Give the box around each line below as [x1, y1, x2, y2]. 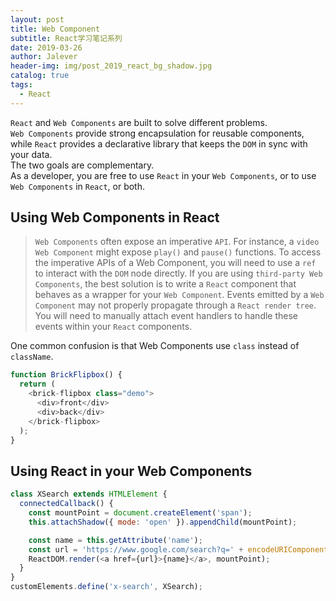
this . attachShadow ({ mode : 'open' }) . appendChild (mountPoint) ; [28, 517, 298, 527]
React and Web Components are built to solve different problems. [10, 116, 268, 128]
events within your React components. [34, 321, 193, 333]
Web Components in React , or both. [10, 180, 146, 192]
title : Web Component [10, 24, 101, 34]
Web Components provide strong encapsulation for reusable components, [10, 127, 305, 139]
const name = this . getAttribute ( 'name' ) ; [28, 535, 203, 545]
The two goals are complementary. [10, 159, 155, 171]
